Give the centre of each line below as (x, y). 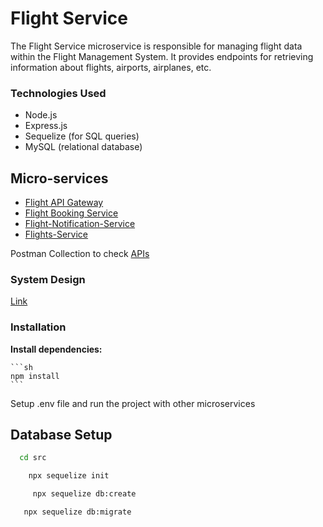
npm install (35, 376)
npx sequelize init (69, 476)
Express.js (46, 126)
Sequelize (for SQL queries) (82, 136)
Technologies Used (58, 93)
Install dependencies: (56, 349)
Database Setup (61, 435)
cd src (33, 458)
